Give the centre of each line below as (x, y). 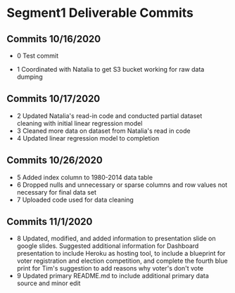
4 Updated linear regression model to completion (88, 138)
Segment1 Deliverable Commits (100, 13)
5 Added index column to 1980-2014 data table (84, 177)
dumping (30, 77)
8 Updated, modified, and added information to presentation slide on (116, 239)
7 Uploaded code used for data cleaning (75, 200)
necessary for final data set (56, 192)
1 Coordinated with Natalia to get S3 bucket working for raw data (110, 69)
